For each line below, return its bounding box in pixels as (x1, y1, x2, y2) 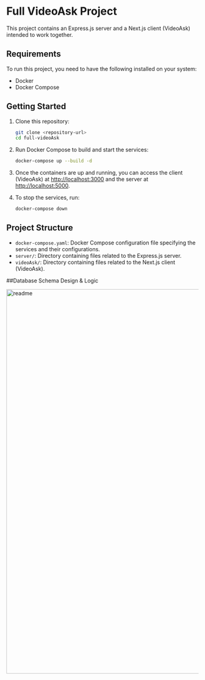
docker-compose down (15, 206, 68, 212)
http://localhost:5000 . (15, 182, 70, 189)
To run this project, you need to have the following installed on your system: (6, 65, 197, 72)
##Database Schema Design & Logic (6, 277, 99, 284)
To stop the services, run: (15, 194, 80, 202)
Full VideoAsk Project (6, 4, 117, 18)
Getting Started (6, 101, 67, 111)
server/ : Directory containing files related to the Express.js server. (15, 252, 182, 259)
